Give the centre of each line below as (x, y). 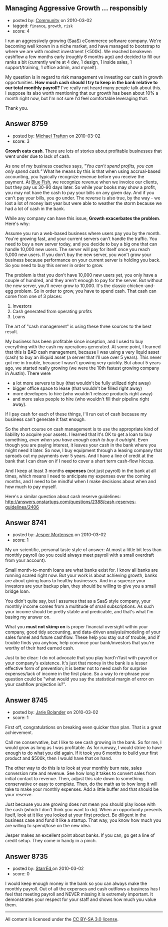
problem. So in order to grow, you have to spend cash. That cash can (85, 291)
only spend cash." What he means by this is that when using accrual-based (83, 171)
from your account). (26, 560)
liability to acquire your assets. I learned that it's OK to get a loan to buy (79, 434)
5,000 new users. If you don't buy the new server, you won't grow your (78, 255)
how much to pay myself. (31, 487)
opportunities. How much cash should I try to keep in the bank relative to (81, 82)
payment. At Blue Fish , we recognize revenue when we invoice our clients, (82, 182)
